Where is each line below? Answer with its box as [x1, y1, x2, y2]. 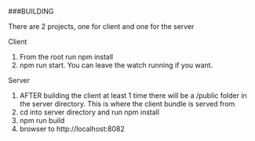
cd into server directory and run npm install [19, 107, 159, 117]
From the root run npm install [19, 52, 114, 61]
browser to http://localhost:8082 [19, 125, 126, 133]
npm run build [19, 116, 65, 125]
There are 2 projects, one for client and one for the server [8, 22, 195, 31]
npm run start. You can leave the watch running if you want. [19, 60, 213, 70]
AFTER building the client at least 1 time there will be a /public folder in [19, 91, 247, 100]
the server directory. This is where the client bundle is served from [19, 99, 235, 108]
